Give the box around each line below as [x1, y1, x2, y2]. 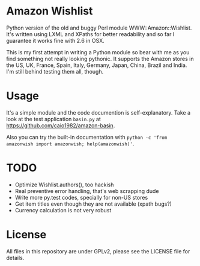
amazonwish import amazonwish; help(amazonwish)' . [6, 140, 135, 147]
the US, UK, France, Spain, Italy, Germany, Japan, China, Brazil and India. [6, 62, 187, 69]
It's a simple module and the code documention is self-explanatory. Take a [6, 109, 191, 116]
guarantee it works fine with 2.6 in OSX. [6, 37, 105, 44]
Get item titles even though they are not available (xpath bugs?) [14, 200, 172, 207]
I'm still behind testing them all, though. [6, 68, 104, 75]
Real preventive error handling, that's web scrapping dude [14, 187, 159, 194]
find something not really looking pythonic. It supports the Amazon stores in [6, 55, 194, 62]
